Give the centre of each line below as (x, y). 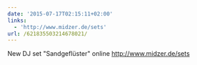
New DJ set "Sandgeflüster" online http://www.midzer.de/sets (99, 54)
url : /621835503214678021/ (47, 34)
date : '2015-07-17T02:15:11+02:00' (60, 14)
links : (17, 20)
